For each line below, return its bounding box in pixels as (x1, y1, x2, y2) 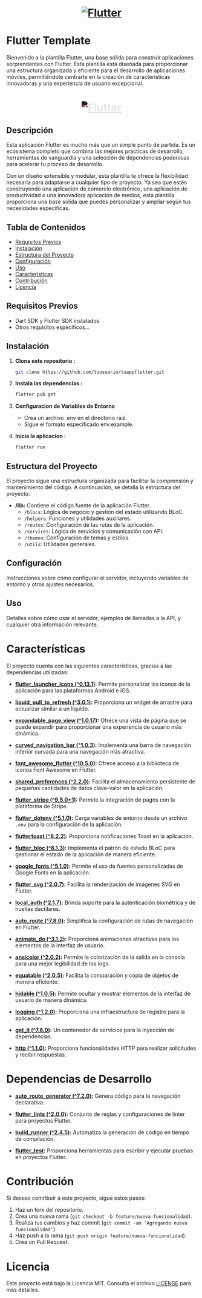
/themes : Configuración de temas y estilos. (24, 534, 130, 541)
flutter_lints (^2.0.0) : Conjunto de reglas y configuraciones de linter (15, 1110, 186, 1118)
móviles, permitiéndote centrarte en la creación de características (6, 73, 171, 81)
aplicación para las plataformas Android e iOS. (15, 686, 131, 694)
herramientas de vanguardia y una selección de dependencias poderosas (6, 154, 190, 161)
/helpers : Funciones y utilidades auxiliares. (24, 515, 132, 522)
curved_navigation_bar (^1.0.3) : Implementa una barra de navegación (15, 741, 192, 749)
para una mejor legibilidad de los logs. (15, 959, 110, 967)
